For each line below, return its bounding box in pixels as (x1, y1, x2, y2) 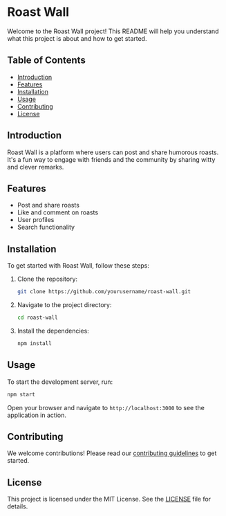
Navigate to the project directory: (17, 301, 112, 309)
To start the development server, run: (7, 378, 113, 386)
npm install (17, 340, 52, 347)
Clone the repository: (17, 275, 78, 284)
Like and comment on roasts (17, 208, 99, 216)
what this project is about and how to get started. (7, 34, 147, 42)
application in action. (7, 411, 67, 419)
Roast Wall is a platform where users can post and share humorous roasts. (7, 148, 219, 156)
